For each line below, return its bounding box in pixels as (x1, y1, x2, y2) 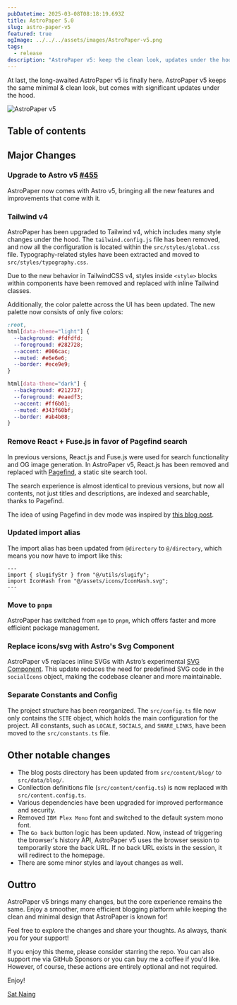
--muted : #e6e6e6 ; (13, 355, 68, 362)
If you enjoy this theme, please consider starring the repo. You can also (7, 948, 215, 956)
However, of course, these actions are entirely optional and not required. (7, 963, 218, 971)
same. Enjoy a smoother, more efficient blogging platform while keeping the (7, 905, 227, 914)
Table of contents (7, 125, 86, 137)
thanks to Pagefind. (7, 496, 64, 505)
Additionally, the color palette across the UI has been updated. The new (7, 300, 216, 309)
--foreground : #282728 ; (13, 341, 83, 348)
